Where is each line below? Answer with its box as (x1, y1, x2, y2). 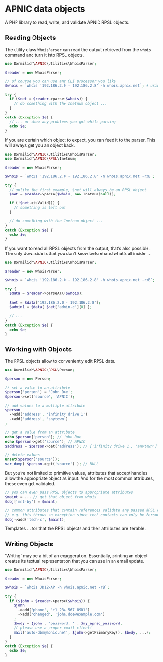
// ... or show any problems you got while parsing (9, 119, 116, 124)
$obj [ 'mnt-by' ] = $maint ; (5, 499, 57, 504)
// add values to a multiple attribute (5, 403, 86, 408)
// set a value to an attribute (5, 385, 70, 390)
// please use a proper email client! (14, 625, 92, 630)
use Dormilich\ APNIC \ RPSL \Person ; (5, 368, 75, 372)
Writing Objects (5, 540, 54, 548)
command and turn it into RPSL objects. (5, 52, 84, 58)
